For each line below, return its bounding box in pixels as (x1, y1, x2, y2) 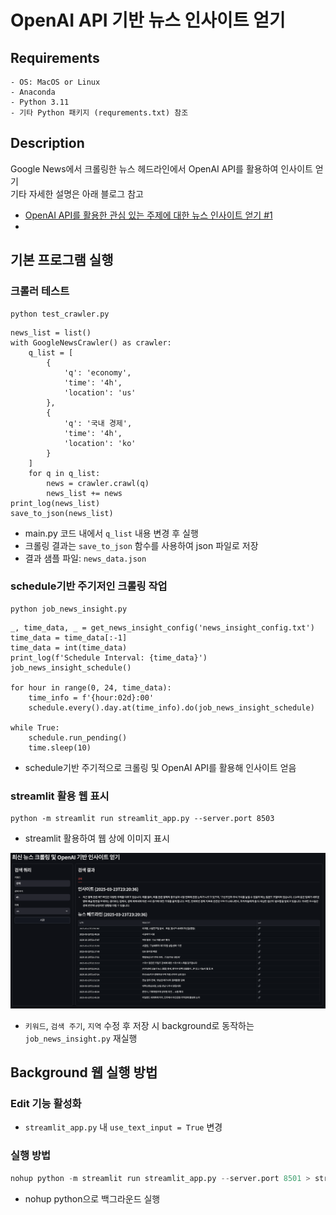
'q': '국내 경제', (63, 418, 133, 428)
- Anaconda (10, 87, 56, 97)
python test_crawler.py (10, 309, 110, 319)
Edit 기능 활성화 (10, 1096, 82, 1110)
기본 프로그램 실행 (10, 252, 114, 269)
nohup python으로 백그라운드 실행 (24, 1192, 161, 1205)
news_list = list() (10, 327, 92, 338)
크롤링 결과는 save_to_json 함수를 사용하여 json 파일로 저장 (24, 539, 259, 551)
